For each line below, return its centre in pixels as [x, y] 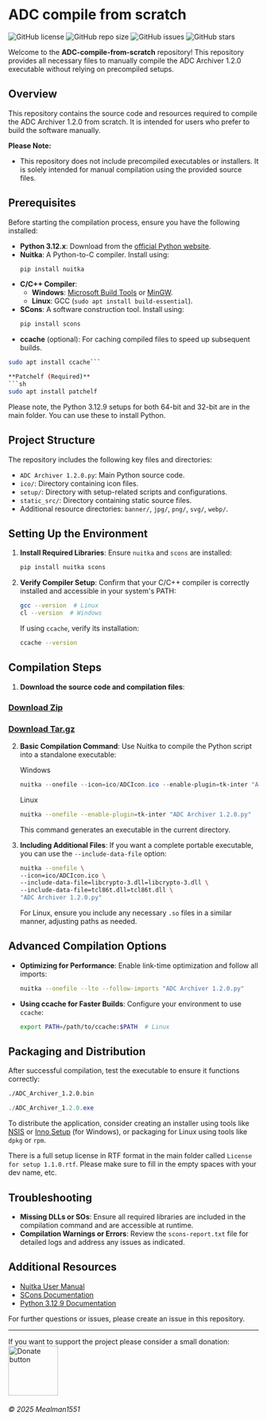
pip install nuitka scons [62, 568]
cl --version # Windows [61, 613]
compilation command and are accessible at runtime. [106, 1225]
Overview [33, 94]
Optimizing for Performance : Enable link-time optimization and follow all [139, 966]
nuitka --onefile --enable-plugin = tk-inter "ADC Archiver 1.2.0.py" [135, 814]
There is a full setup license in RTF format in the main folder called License [130, 1156]
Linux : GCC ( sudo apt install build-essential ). [112, 301]
